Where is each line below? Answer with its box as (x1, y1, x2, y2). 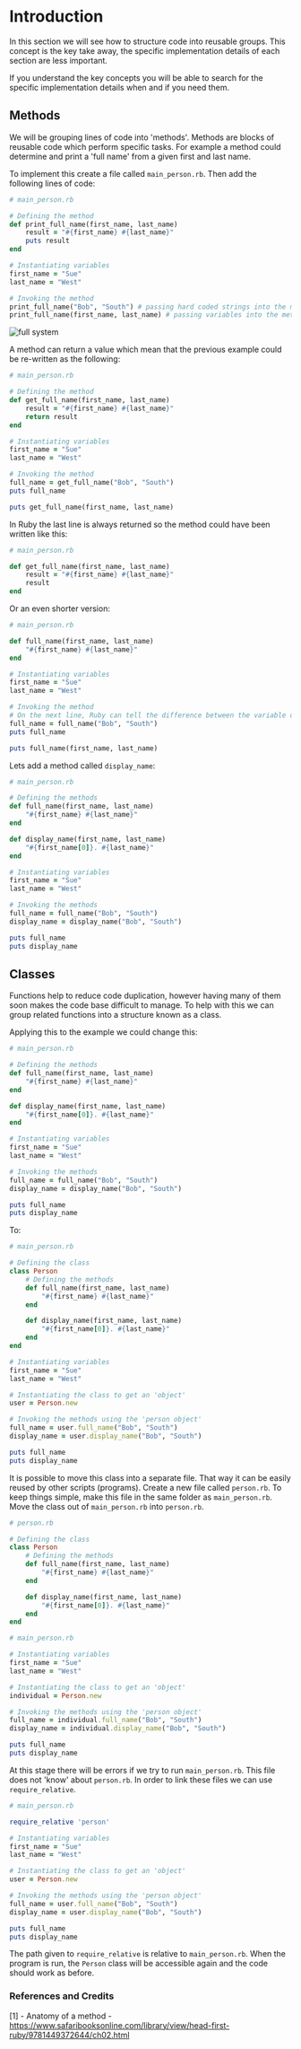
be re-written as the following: (9, 354, 121, 364)
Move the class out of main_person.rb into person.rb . (9, 1501, 204, 1511)
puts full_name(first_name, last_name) (9, 743, 159, 753)
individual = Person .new (9, 1691, 102, 1700)
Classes (9, 967, 56, 982)
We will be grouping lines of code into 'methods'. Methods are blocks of (9, 132, 275, 143)
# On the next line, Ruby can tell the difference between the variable (9, 711, 287, 720)
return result (25, 412, 78, 421)
